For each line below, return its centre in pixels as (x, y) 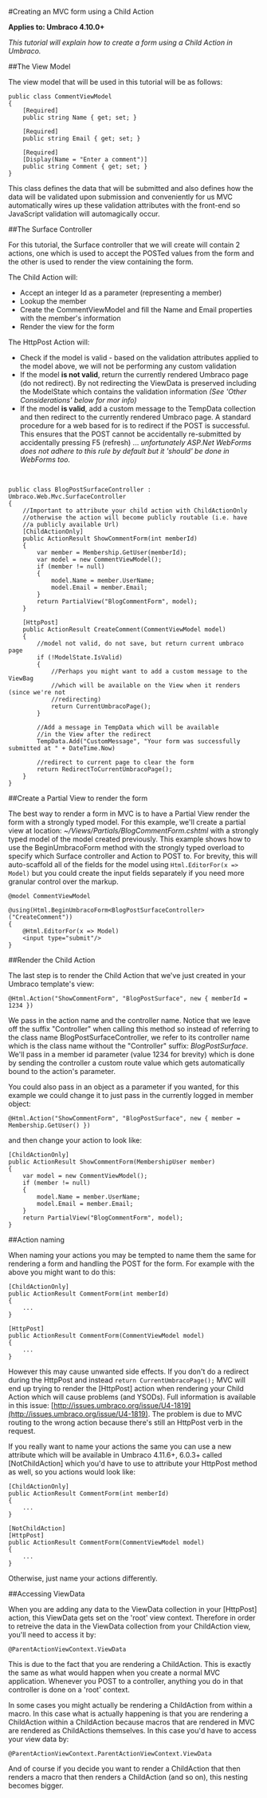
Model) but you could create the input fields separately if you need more (126, 873)
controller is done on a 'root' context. (69, 1690)
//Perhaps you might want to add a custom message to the (149, 671)
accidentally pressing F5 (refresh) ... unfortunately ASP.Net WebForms (135, 442)
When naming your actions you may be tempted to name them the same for (132, 1255)
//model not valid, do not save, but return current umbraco (141, 643)
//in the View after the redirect (94, 734)
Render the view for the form (67, 326)
